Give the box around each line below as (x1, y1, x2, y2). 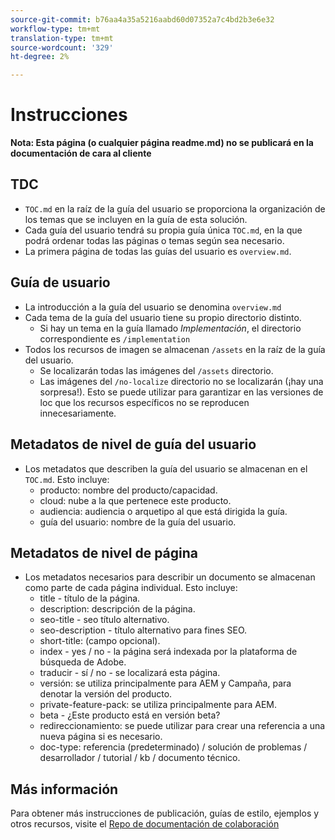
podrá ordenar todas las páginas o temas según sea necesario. (24, 234, 285, 246)
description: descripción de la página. (39, 603, 196, 615)
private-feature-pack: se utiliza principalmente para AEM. (39, 699, 277, 711)
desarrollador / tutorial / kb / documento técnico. (39, 752, 241, 764)
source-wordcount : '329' (10, 42, 114, 53)
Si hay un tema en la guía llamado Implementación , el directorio (39, 322, 302, 334)
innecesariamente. (39, 407, 117, 419)
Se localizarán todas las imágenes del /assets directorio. (39, 364, 274, 376)
